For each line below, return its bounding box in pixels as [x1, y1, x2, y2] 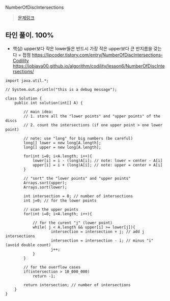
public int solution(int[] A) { [14, 100, 83, 106]
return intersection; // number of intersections [23, 282, 131, 287]
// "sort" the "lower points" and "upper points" [23, 176, 131, 181]
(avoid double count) [5, 242, 51, 248]
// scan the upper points [23, 207, 79, 212]
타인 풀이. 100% [5, 31, 54, 40]
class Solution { [5, 96, 42, 101]
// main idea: [23, 109, 53, 114]
